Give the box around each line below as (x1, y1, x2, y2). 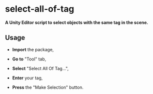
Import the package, (12, 46, 54, 52)
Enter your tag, (12, 75, 43, 81)
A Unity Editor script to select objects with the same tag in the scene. (5, 19, 148, 25)
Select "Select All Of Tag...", (12, 65, 69, 71)
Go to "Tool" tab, (12, 56, 46, 62)
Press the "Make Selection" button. (12, 84, 84, 90)
